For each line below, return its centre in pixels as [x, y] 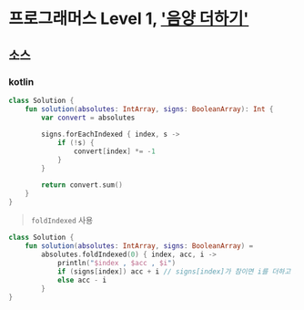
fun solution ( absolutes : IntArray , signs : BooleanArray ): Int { [149, 109]
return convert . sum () [82, 185]
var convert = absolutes [88, 118]
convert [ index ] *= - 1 [114, 151]
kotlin [21, 81]
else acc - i [81, 280]
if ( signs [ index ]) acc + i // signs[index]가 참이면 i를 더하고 [174, 271]
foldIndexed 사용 [62, 221]
